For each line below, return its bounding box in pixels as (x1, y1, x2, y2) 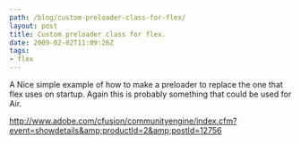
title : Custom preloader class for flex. (9, 30, 167, 38)
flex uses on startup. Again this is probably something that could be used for (9, 89, 292, 99)
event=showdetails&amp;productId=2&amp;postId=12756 (9, 125, 222, 135)
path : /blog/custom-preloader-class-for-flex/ (9, 13, 186, 22)
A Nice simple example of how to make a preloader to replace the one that (9, 80, 284, 89)
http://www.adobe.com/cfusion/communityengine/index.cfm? (9, 115, 237, 126)
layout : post (9, 21, 58, 30)
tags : (9, 47, 30, 55)
